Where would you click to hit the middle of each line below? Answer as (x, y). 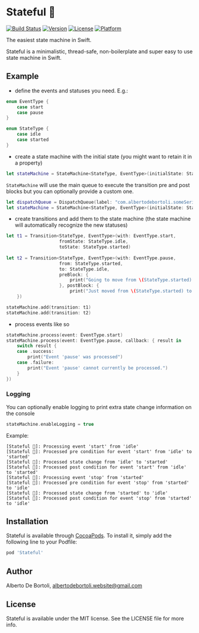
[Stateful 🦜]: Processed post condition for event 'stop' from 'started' (99, 498)
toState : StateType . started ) (95, 247)
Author (19, 571)
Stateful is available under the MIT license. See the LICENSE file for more (95, 618)
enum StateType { (28, 129)
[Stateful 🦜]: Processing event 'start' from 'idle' (73, 446)
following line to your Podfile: (42, 542)
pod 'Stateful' (25, 553)
